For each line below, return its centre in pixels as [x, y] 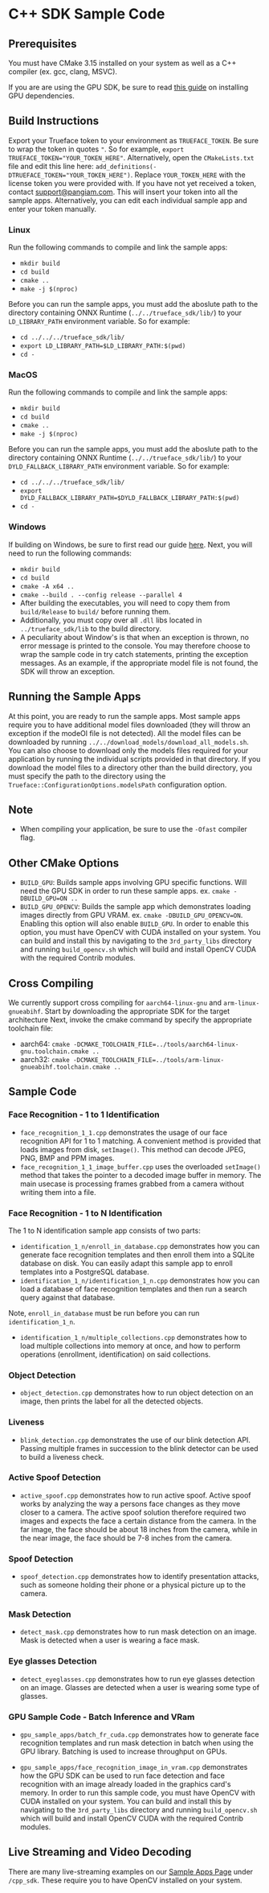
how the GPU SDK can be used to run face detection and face [122, 1775]
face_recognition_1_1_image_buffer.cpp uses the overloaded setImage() [140, 1166]
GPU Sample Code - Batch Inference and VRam [102, 1717]
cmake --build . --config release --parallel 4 [101, 595]
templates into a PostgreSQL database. [85, 1271]
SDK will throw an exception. [67, 671]
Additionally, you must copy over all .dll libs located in [111, 620]
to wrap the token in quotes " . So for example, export [96, 149]
